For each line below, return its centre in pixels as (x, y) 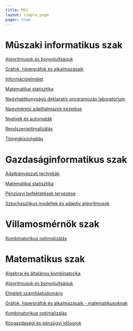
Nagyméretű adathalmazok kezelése (44, 109)
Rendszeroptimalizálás (29, 129)
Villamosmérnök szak (52, 224)
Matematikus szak (45, 259)
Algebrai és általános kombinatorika (43, 274)
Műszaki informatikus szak (64, 45)
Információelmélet (24, 79)
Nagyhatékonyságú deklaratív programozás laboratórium (65, 99)
